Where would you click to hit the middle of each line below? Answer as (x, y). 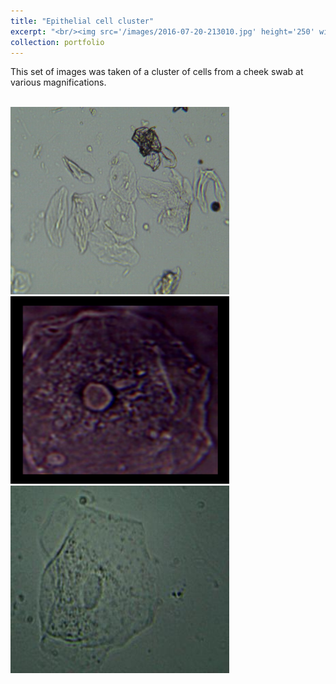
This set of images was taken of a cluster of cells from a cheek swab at (157, 72)
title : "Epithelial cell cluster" (82, 21)
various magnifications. (58, 82)
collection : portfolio (57, 42)
